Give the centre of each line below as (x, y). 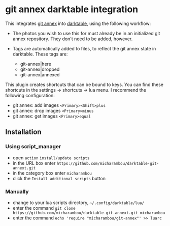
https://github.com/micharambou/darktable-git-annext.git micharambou (89, 213)
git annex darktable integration (72, 9)
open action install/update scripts (51, 158)
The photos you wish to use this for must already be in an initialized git (86, 33)
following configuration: (30, 95)
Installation (23, 132)
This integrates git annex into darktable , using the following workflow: (78, 23)
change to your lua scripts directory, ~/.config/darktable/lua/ (78, 203)
